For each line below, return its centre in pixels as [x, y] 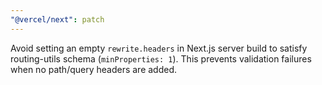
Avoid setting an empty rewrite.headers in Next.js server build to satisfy [159, 48]
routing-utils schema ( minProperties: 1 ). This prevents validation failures [161, 58]
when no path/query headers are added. [94, 69]
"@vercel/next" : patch [57, 19]
